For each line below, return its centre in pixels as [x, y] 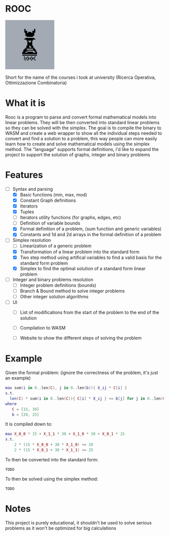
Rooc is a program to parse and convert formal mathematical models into [81, 117]
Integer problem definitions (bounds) [58, 285]
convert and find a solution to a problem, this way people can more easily [81, 138]
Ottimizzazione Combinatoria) [36, 83]
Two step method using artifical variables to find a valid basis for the [91, 257]
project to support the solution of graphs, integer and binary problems [78, 154]
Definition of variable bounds [50, 223]
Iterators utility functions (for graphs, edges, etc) [70, 218]
